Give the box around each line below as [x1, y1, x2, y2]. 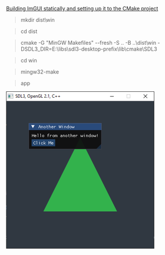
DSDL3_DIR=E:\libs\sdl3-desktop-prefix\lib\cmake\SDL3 [20, 45, 157, 52]
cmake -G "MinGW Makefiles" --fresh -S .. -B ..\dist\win [20, 39, 157, 46]
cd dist [20, 28, 38, 35]
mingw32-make [20, 68, 60, 75]
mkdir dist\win [20, 16, 55, 23]
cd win [20, 57, 37, 64]
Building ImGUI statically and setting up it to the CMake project [6, 5, 159, 12]
